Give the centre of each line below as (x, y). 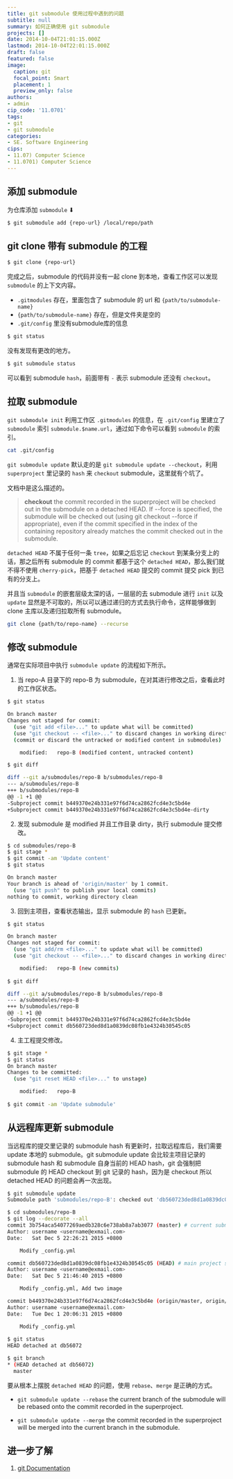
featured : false (31, 59)
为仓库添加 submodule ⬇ (41, 209)
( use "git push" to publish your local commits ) (85, 890)
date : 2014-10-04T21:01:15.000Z (54, 40)
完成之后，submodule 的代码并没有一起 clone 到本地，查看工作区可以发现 (113, 277)
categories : (24, 136)
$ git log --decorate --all (48, 1219)
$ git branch (26, 1358)
